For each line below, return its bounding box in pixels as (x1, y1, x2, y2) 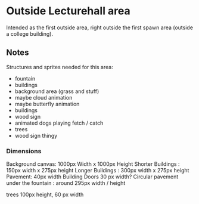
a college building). (6, 30, 54, 37)
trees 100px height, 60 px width (6, 191, 84, 198)
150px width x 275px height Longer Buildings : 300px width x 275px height (6, 167, 189, 174)
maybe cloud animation (14, 94, 73, 101)
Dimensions (6, 147, 42, 155)
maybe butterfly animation (14, 100, 80, 107)
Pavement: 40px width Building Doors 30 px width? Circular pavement (6, 173, 179, 180)
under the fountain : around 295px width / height (6, 180, 126, 187)
